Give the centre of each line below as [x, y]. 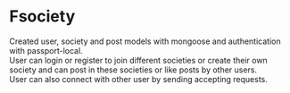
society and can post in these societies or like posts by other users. [133, 70]
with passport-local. [46, 50]
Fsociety [42, 17]
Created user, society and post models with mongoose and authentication [145, 41]
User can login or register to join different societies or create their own [138, 60]
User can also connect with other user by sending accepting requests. [138, 79]
